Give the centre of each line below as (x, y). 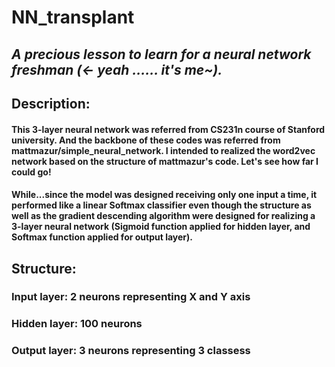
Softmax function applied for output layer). (102, 237)
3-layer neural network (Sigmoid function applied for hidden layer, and (161, 227)
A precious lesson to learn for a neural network (161, 54)
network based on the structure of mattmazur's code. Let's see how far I (165, 161)
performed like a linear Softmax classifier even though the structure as (161, 205)
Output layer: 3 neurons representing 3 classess (131, 351)
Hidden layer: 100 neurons (77, 324)
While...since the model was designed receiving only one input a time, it (164, 195)
